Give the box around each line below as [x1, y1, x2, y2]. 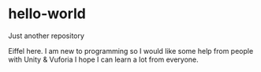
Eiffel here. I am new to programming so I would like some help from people [8, 46, 254, 55]
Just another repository [8, 31, 85, 40]
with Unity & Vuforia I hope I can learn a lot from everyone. [8, 55, 199, 64]
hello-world [8, 5, 87, 23]
